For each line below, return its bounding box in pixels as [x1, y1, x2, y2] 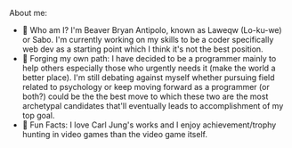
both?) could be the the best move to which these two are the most [21, 91, 269, 102]
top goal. [21, 111, 55, 120]
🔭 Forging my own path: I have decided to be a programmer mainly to [21, 53, 277, 63]
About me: [9, 8, 47, 18]
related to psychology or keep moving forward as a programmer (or [21, 82, 270, 92]
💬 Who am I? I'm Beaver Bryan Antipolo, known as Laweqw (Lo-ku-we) [21, 25, 282, 35]
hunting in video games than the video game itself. [21, 129, 207, 139]
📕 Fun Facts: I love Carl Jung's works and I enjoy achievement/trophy [21, 119, 277, 130]
